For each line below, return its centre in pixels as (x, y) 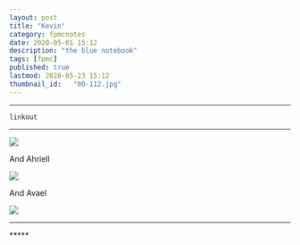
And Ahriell (30, 158)
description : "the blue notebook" (74, 51)
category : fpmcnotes (48, 34)
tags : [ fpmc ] (33, 59)
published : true (39, 68)
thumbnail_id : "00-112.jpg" (66, 84)
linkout (24, 117)
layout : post (33, 17)
